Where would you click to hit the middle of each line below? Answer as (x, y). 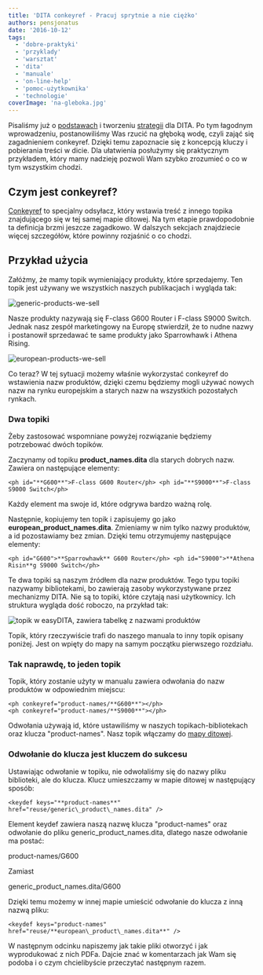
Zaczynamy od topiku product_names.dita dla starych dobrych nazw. (121, 460)
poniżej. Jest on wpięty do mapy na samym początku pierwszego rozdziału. (131, 644)
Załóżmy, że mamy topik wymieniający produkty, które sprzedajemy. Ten (126, 279)
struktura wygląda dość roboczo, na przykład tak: (88, 605)
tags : (17, 37)
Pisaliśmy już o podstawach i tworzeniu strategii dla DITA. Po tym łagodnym (131, 126)
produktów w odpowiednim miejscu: (67, 690)
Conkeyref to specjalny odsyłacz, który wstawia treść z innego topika (121, 211)
